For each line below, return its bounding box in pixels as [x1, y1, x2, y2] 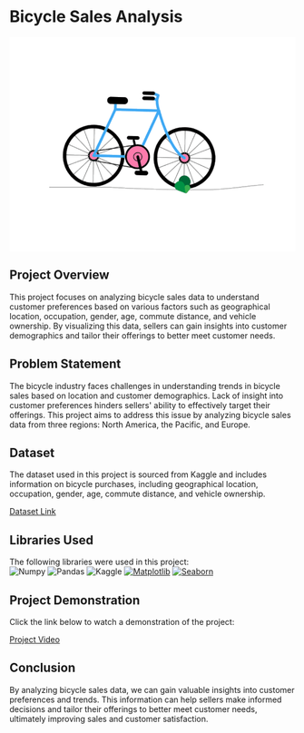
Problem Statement [9, 357, 122, 372]
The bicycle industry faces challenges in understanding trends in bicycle [9, 380, 281, 391]
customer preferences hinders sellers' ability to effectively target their [9, 399, 270, 410]
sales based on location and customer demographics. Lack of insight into [9, 390, 284, 401]
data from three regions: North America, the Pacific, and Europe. [9, 419, 251, 430]
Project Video [9, 634, 61, 645]
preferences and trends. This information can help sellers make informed [9, 694, 282, 705]
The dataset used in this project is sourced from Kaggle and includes [9, 469, 268, 480]
